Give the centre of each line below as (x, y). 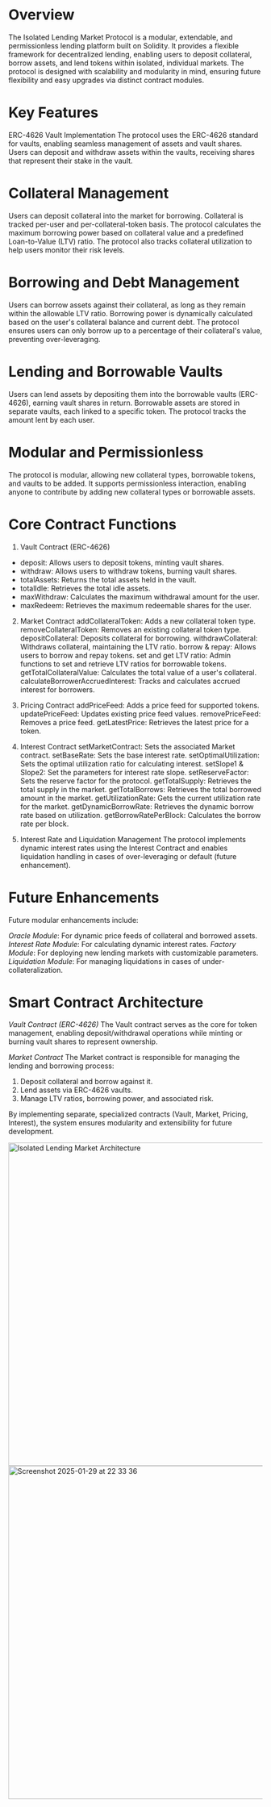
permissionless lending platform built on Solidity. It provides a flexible (124, 45)
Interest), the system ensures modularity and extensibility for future (120, 1123)
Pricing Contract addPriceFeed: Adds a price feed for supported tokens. (140, 705)
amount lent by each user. (52, 419)
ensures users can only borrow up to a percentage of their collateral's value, (135, 330)
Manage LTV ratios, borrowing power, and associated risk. (117, 1099)
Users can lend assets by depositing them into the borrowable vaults (123, 394)
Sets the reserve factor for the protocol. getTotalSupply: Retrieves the (135, 781)
